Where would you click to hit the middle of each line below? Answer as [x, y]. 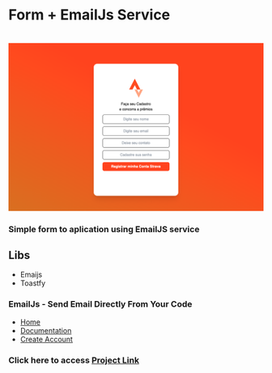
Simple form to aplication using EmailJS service [104, 229]
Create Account [46, 339]
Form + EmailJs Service [89, 15]
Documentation [46, 330]
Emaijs [31, 275]
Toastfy [33, 283]
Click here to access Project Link [74, 360]
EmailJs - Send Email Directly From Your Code [100, 304]
